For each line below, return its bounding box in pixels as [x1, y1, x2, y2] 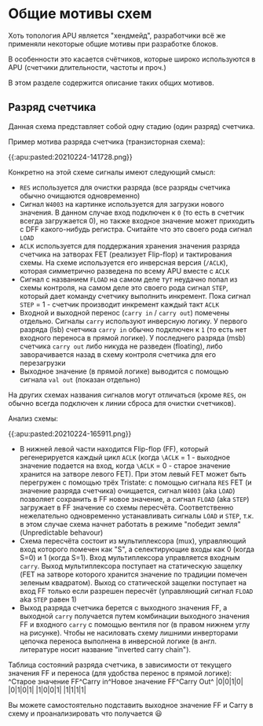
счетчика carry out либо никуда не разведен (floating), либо [19, 341, 223, 351]
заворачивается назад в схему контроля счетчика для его [19, 349, 217, 359]
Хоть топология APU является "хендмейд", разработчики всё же [8, 31, 226, 40]
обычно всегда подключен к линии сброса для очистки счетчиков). [8, 398, 236, 407]
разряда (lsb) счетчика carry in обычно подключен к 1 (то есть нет [19, 324, 247, 334]
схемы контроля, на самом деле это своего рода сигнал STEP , [19, 282, 229, 292]
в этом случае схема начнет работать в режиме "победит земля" [19, 519, 241, 529]
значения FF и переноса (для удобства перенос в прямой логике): [8, 668, 232, 677]
